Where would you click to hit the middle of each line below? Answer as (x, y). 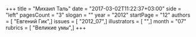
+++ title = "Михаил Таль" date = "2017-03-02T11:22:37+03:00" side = (94, 9)
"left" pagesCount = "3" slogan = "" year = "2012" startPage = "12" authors (98, 15)
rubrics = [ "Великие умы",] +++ (46, 27)
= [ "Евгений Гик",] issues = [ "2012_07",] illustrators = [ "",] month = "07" (96, 21)
